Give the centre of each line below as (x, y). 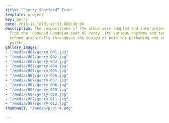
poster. (18, 43)
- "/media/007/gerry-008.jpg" (37, 85)
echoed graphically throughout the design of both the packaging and (84, 38)
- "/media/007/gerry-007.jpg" (37, 80)
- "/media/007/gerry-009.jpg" (37, 89)
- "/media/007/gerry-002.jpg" (37, 57)
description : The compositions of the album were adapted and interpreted (85, 29)
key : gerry (17, 19)
